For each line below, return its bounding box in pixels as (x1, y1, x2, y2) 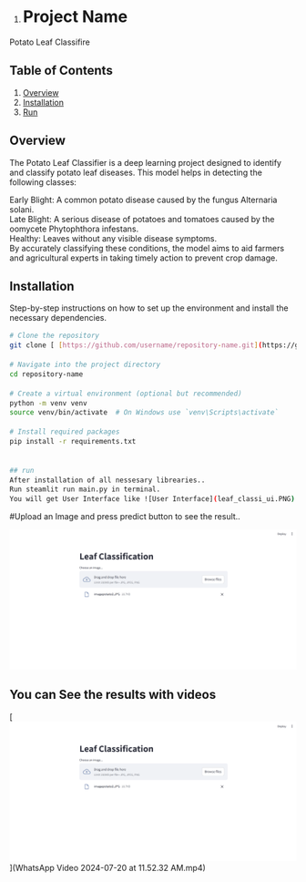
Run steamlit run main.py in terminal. (9, 485, 161, 494)
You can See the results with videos (9, 687, 217, 703)
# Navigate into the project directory (9, 360, 161, 369)
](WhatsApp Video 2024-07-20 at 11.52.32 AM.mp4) (9, 863, 207, 874)
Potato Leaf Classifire (9, 36, 91, 47)
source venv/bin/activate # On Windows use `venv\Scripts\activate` (9, 408, 280, 417)
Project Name (22, 6, 128, 27)
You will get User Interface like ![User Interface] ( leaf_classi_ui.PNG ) (9, 495, 296, 504)
